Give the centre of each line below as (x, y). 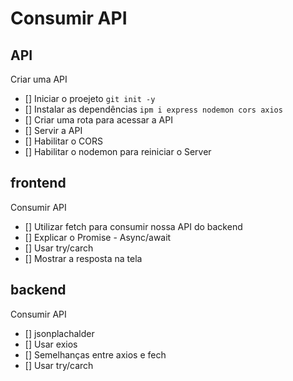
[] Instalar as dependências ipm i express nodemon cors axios (153, 109)
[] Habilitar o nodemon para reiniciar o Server (118, 151)
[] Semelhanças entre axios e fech (95, 354)
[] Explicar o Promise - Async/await (98, 237)
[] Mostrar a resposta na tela (83, 258)
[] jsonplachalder (59, 333)
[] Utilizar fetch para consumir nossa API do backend (133, 226)
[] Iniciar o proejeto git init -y (90, 98)
